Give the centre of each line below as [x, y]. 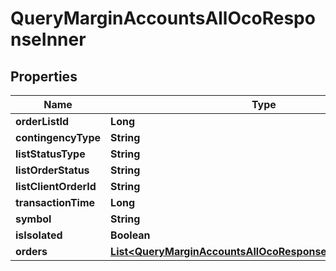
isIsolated [39, 235]
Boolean [130, 235]
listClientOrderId [56, 186]
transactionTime [55, 202]
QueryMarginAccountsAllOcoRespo [163, 18]
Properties [44, 76]
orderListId [42, 121]
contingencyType [58, 137]
